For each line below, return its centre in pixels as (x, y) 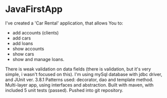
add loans (23, 43)
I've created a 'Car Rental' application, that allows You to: (64, 23)
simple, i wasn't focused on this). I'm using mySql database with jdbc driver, (84, 74)
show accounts (28, 48)
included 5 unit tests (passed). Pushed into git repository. (64, 90)
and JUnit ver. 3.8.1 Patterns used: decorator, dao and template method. (79, 79)
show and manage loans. (38, 59)
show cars (23, 54)
